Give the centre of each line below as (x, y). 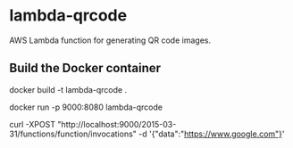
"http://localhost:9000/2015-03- (117, 124)
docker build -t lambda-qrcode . (68, 89)
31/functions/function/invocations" (73, 134)
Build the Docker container (85, 68)
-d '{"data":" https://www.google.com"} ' (211, 134)
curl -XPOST (33, 124)
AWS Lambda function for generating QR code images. (110, 40)
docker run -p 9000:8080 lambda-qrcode (86, 107)
